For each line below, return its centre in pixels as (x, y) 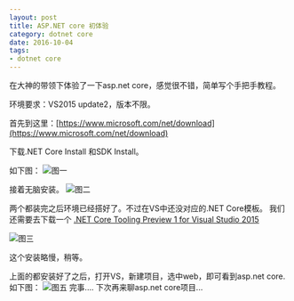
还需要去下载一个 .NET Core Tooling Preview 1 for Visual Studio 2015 (134, 220)
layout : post (33, 17)
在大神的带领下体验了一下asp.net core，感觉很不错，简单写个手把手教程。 (145, 85)
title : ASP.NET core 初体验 (59, 26)
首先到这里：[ (34, 123)
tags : (19, 51)
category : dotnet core (51, 34)
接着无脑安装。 (36, 189)
